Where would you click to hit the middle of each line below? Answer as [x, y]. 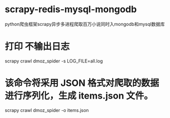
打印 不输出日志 [37, 47]
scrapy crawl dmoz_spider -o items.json [47, 110]
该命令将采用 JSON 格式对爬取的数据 [82, 83]
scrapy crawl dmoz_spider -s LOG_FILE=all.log [54, 61]
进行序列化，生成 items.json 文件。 [79, 96]
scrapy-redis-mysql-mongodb [71, 9]
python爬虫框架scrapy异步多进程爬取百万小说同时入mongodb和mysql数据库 [85, 24]
